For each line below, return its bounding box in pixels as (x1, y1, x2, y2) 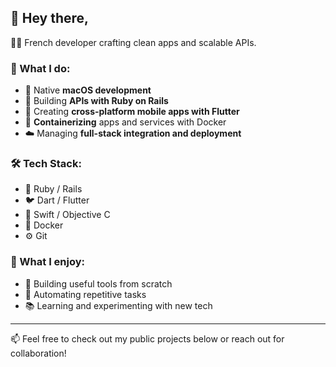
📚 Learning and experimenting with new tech (24, 299, 213, 311)
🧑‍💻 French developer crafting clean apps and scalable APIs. (10, 36, 257, 48)
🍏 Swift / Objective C (24, 209, 111, 221)
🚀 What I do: (10, 61, 71, 75)
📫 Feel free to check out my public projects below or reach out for (10, 332, 285, 345)
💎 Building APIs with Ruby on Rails (24, 95, 169, 107)
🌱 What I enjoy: (10, 255, 86, 269)
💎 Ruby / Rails (24, 183, 83, 195)
